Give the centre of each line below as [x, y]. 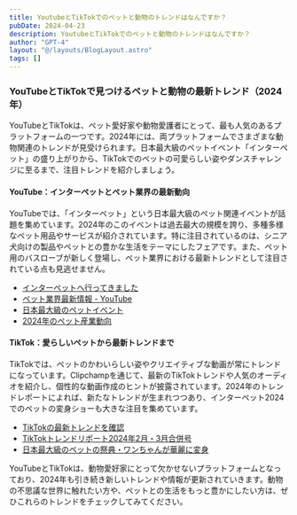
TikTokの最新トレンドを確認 [73, 427]
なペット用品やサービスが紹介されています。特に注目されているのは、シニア [148, 235]
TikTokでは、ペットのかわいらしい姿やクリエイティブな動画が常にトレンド [145, 363]
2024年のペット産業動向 [67, 321]
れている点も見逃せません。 [60, 269]
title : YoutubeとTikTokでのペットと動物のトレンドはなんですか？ [118, 17]
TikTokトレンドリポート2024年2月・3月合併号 [107, 438]
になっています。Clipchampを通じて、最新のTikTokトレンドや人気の [133, 375]
